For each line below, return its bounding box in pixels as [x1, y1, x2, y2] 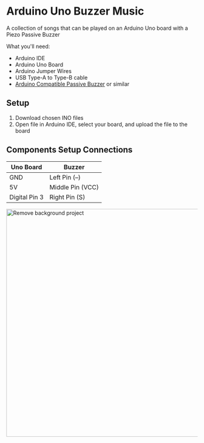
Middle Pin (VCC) [49, 183, 99, 191]
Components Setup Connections [6, 145, 133, 155]
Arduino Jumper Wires [15, 67, 72, 74]
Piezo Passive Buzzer [6, 30, 60, 38]
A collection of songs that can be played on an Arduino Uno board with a [6, 24, 188, 32]
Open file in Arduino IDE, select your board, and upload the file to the [15, 120, 188, 128]
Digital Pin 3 [9, 193, 44, 201]
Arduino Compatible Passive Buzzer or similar [15, 80, 130, 88]
